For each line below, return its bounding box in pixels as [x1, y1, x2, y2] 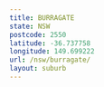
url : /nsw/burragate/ [9, 55, 91, 64]
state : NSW [9, 22, 51, 31]
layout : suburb [9, 64, 67, 73]
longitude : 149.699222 [9, 47, 95, 56]
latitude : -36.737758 [9, 38, 91, 48]
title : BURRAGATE [9, 13, 75, 23]
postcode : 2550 [9, 30, 67, 39]
